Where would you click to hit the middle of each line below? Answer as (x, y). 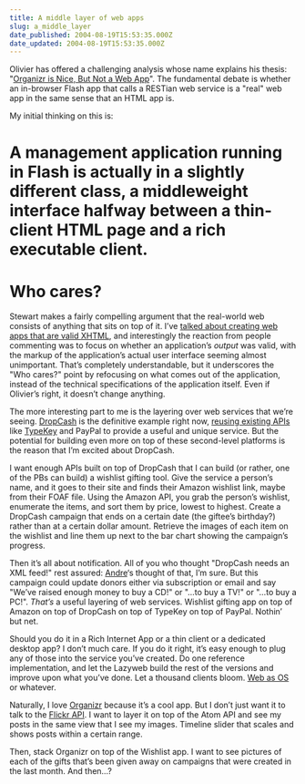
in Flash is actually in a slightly (127, 172)
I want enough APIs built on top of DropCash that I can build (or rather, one (150, 468)
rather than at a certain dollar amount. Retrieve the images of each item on (149, 526)
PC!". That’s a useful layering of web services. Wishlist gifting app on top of (151, 602)
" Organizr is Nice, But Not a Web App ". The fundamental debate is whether (150, 79)
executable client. (79, 249)
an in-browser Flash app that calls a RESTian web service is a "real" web (146, 88)
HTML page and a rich (141, 230)
